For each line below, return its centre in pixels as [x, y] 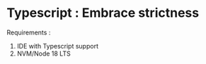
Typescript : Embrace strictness [103, 13]
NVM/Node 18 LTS [44, 53]
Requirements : [29, 32]
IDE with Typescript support [57, 46]
